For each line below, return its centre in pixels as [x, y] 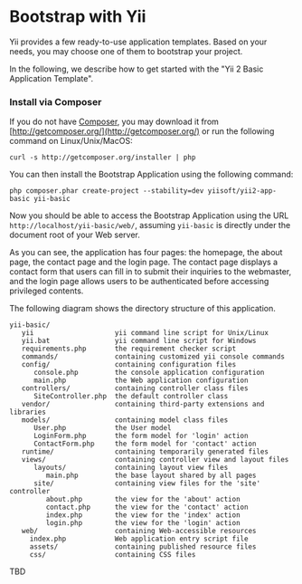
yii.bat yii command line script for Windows [139, 341]
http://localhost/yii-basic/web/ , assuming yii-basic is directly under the [150, 225]
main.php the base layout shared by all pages [151, 476]
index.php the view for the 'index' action [143, 515]
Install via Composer [56, 101]
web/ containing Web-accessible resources [139, 531]
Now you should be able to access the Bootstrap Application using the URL [149, 215]
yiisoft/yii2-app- [242, 191]
